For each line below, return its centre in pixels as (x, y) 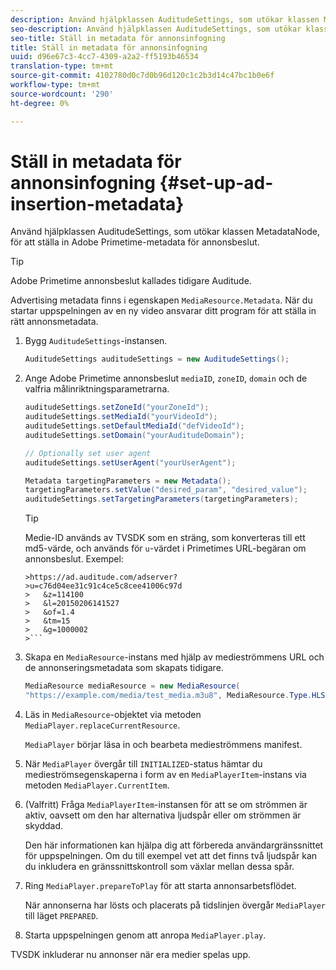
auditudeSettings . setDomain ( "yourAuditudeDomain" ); (134, 435)
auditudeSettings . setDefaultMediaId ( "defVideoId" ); (134, 426)
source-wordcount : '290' (62, 94)
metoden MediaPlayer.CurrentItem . (97, 785)
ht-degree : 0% (40, 103)
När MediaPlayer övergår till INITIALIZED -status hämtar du (143, 763)
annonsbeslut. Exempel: (74, 559)
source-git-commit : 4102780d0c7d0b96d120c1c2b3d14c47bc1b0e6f (142, 76)
